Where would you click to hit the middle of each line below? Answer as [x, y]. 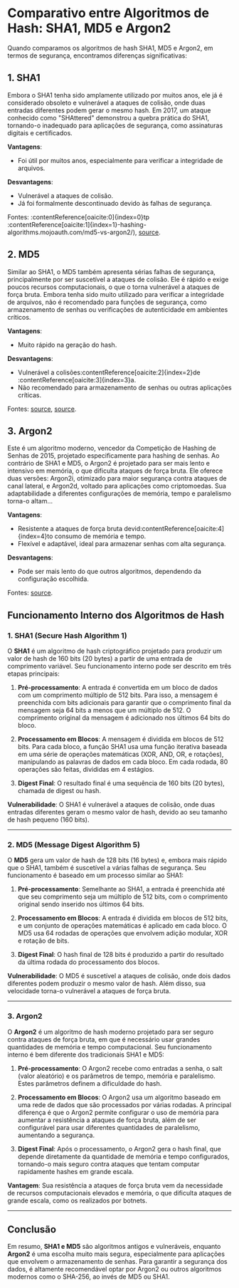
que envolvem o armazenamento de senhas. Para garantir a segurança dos [117, 1262]
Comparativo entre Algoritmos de [108, 13]
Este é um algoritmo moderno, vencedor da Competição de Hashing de [112, 448]
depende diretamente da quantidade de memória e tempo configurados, [123, 1156]
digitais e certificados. [40, 132]
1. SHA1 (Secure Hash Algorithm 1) [67, 635]
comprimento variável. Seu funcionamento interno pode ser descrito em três [119, 666]
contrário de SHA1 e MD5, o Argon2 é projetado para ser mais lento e [108, 464]
